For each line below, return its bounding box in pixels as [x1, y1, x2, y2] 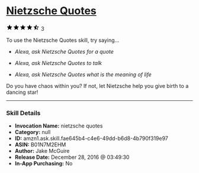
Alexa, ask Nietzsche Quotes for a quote [14, 48, 114, 55]
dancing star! [6, 89, 38, 96]
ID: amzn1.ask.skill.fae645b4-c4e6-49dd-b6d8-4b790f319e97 [14, 135, 169, 142]
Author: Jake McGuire [14, 148, 70, 155]
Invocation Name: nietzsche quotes [14, 122, 103, 129]
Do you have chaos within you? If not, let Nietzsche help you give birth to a [6, 82, 189, 89]
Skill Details [6, 109, 41, 117]
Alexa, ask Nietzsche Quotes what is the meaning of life [14, 71, 152, 78]
